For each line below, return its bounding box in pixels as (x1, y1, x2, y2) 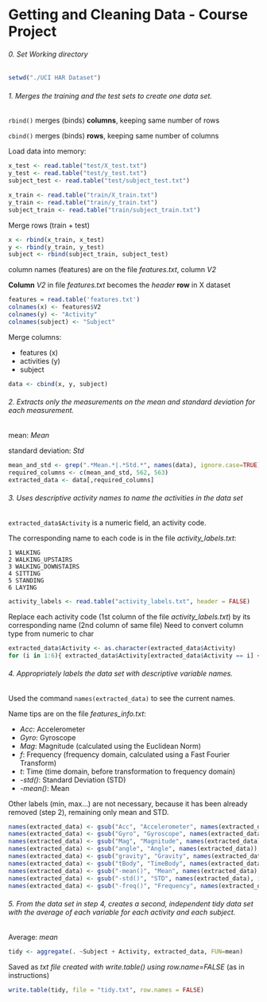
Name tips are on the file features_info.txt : (8, 708, 147, 718)
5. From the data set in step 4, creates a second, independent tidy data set (8, 899, 254, 909)
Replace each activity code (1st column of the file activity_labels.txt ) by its (8, 611, 251, 622)
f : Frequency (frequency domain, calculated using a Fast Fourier (19, 750, 230, 759)
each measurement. (8, 406, 74, 415)
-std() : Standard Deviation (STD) (19, 774, 126, 785)
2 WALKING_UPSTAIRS (8, 556, 73, 563)
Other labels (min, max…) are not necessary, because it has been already (8, 798, 248, 809)
